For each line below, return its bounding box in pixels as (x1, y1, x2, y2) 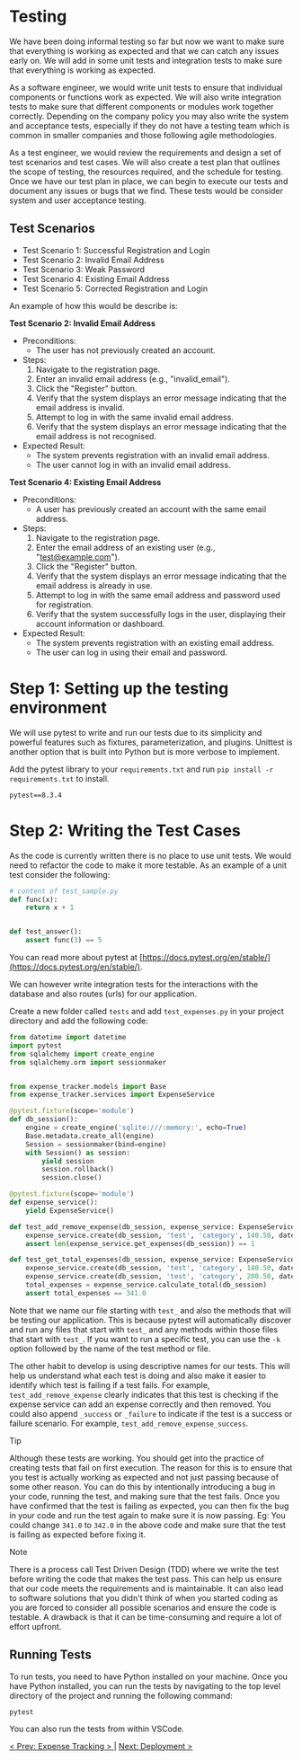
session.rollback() (41, 1165, 115, 1174)
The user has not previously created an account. (35, 344, 216, 356)
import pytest (9, 1040, 63, 1050)
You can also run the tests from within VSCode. (9, 1723, 184, 1734)
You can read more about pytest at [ (9, 952, 143, 962)
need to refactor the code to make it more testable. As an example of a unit (9, 860, 288, 871)
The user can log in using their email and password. (35, 647, 227, 658)
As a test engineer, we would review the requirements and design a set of (9, 146, 281, 158)
